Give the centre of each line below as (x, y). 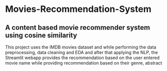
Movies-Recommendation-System (78, 9)
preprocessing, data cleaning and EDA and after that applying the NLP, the (82, 52)
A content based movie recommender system (78, 28)
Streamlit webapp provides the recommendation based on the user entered (82, 58)
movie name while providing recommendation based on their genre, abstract (84, 63)
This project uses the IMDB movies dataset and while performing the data (81, 47)
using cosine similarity (41, 35)
